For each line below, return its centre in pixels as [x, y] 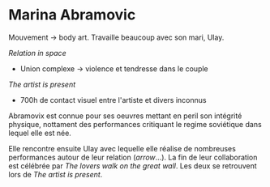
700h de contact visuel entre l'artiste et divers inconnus [113, 100]
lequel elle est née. [40, 133]
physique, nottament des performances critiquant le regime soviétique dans [135, 124]
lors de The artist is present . [56, 174]
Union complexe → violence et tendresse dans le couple [114, 68]
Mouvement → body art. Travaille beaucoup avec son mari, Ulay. [116, 37]
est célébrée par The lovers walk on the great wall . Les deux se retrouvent [133, 166]
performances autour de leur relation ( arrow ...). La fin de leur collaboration [133, 157]
